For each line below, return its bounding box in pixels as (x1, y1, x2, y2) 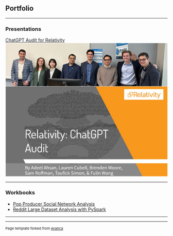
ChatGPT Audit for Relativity (5, 37, 65, 43)
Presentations (5, 25, 42, 32)
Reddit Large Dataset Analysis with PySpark (12, 206, 107, 212)
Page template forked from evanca (5, 226, 63, 231)
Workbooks (5, 189, 35, 196)
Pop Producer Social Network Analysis (12, 201, 95, 207)
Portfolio (5, 4, 34, 13)
